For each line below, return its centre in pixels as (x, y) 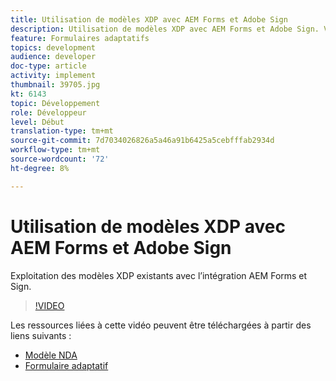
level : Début (37, 122)
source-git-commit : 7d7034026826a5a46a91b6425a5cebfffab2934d (142, 141)
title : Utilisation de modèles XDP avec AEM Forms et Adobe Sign (149, 19)
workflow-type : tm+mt (55, 150)
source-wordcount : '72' (60, 159)
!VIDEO (49, 305)
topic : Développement (55, 103)
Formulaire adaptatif (66, 365)
